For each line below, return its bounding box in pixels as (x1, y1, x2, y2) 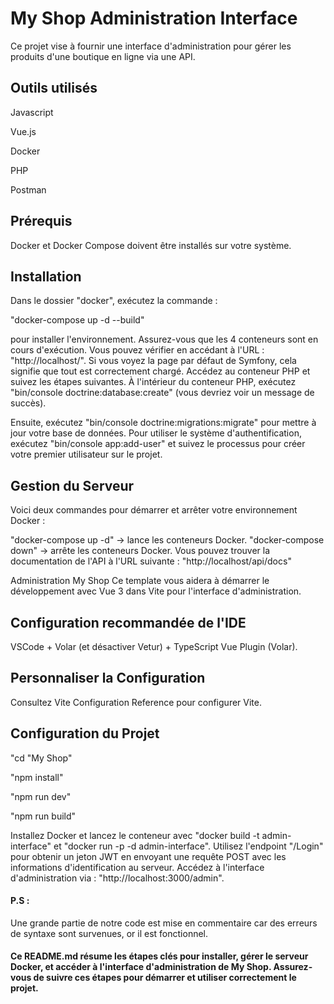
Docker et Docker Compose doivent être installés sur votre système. (10, 239, 292, 251)
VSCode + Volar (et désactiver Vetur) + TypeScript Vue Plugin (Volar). (10, 641, 298, 652)
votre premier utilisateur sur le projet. (10, 448, 163, 461)
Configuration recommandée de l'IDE (10, 614, 247, 631)
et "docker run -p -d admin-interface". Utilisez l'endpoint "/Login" (53, 840, 324, 852)
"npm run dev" (10, 790, 72, 802)
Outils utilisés (10, 80, 98, 97)
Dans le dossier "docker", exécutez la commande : (10, 295, 218, 307)
